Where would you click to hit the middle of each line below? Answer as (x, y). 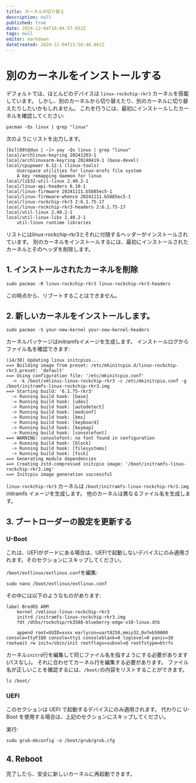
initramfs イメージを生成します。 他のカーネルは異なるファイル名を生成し (96, 494)
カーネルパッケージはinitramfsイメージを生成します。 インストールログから (97, 342)
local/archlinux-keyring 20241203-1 (51, 155)
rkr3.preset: (22, 371)
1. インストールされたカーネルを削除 (72, 270)
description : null (29, 17)
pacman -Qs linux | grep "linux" (47, 127)
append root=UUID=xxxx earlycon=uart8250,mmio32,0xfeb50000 (92, 633)
